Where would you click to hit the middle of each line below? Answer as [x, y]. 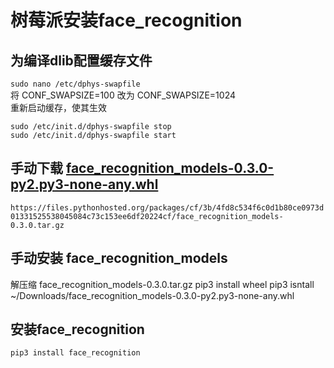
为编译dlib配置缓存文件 [81, 60]
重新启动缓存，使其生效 [58, 107]
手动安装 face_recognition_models [119, 258]
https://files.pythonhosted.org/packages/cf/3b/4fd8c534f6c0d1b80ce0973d [167, 207]
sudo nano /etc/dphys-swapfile [75, 84]
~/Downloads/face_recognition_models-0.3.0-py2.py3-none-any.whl [152, 295]
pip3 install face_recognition [75, 353]
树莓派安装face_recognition [126, 20]
